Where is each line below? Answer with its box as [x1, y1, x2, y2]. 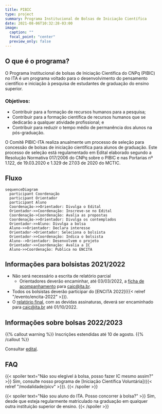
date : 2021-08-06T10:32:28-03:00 [5, 21, 73, 26]
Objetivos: [5, 98, 30, 105]
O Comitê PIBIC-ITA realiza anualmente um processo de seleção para [5, 139, 144, 145]
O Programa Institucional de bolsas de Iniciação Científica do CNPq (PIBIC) [5, 70, 156, 76]
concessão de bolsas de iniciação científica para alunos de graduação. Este [5, 144, 158, 150]
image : [5, 25, 18, 30]
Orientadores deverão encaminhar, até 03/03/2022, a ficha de [19, 278, 144, 284]
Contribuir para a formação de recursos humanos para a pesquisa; [12, 109, 146, 115]
